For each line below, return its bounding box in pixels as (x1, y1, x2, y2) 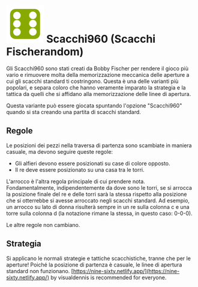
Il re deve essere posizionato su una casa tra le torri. (14, 166, 145, 173)
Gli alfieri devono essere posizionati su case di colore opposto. (14, 160, 170, 167)
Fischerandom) (6, 45, 84, 59)
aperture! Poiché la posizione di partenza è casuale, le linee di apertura (6, 261, 182, 268)
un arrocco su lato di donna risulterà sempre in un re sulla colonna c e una (6, 203, 190, 210)
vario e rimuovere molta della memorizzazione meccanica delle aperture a (6, 71, 190, 78)
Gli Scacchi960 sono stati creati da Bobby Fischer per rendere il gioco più (6, 65, 189, 72)
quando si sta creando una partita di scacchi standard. (6, 108, 141, 115)
